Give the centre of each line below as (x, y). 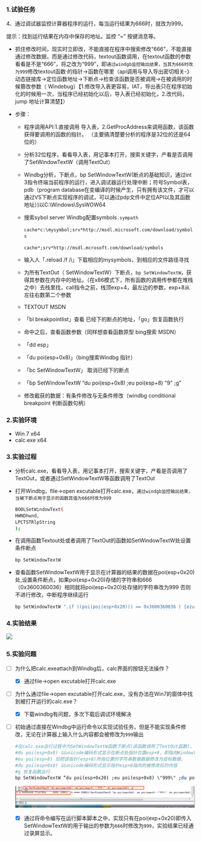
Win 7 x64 (28, 434)
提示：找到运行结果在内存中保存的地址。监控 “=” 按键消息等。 (83, 37)
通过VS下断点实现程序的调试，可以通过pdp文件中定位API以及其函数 (107, 197)
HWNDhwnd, (27, 516)
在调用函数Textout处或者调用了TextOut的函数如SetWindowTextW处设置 (103, 541)
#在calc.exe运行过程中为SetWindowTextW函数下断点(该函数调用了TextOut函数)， (104, 747)
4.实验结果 (22, 623)
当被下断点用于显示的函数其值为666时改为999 (63, 498)
